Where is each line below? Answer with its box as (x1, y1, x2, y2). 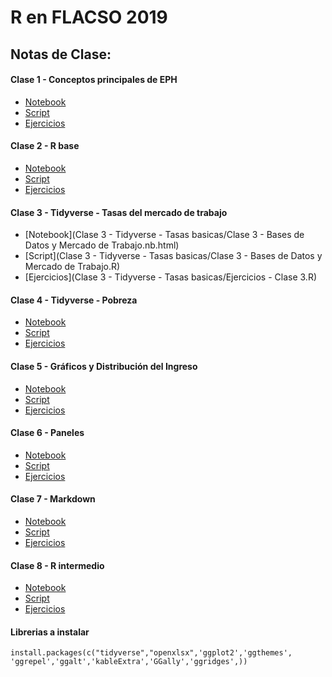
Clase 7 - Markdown (10, 493, 96, 505)
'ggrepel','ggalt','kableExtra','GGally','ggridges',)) (10, 657, 248, 667)
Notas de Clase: (10, 46, 112, 63)
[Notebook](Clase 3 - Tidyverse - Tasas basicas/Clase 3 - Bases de (24, 229, 305, 241)
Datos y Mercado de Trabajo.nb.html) (24, 239, 180, 251)
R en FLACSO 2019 (10, 6, 168, 29)
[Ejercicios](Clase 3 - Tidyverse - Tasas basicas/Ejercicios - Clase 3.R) (24, 271, 318, 283)
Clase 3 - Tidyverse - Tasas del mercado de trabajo (10, 206, 228, 218)
